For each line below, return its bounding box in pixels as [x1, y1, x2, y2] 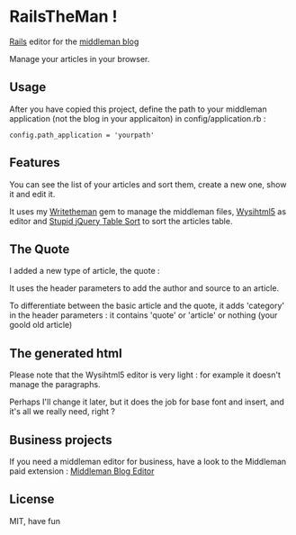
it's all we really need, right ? [9, 406, 115, 417]
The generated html [9, 345, 123, 361]
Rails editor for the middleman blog [9, 36, 139, 47]
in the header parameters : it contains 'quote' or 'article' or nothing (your [9, 310, 278, 321]
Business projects [9, 432, 112, 448]
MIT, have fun [9, 515, 61, 526]
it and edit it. [9, 188, 56, 199]
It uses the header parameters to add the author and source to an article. [9, 283, 280, 294]
